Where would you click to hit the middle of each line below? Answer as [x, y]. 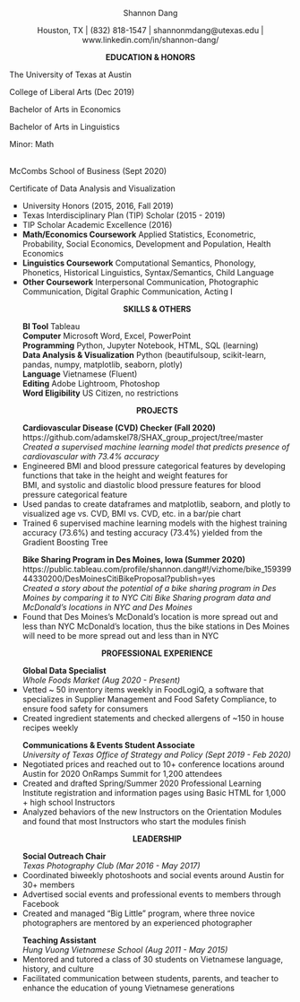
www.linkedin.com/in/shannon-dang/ [150, 40]
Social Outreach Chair [64, 856]
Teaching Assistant [59, 940]
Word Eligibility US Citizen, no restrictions [100, 393]
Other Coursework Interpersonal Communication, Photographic [140, 282]
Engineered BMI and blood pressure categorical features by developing [154, 466]
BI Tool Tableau [51, 326]
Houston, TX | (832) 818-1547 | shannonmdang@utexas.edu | [150, 30]
